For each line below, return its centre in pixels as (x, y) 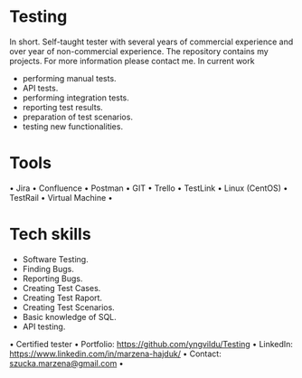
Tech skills (51, 235)
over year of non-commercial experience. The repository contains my (139, 51)
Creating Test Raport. (62, 298)
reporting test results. (63, 107)
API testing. (44, 326)
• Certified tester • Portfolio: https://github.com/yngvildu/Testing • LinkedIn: (151, 344)
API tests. (40, 88)
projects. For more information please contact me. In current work (132, 61)
